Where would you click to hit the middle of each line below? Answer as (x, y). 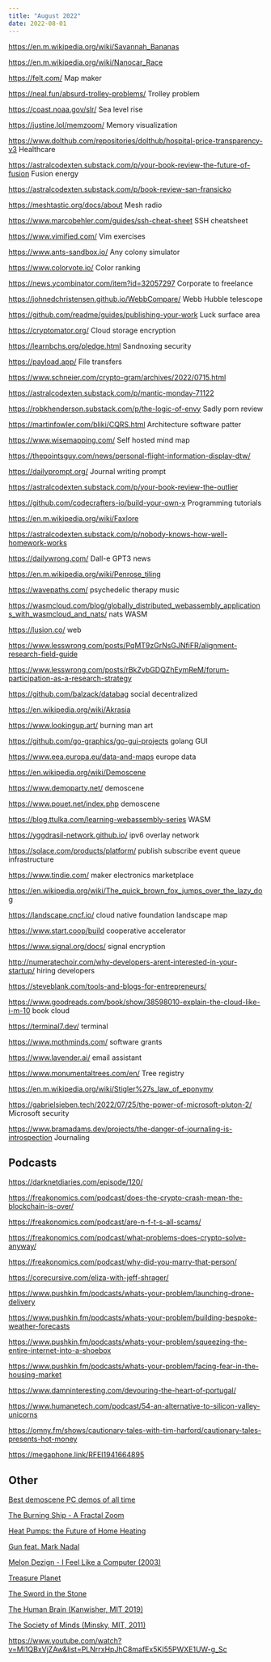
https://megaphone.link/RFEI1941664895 (76, 1455)
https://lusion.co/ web (45, 630)
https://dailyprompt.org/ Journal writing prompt (87, 471)
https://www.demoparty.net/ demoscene (76, 788)
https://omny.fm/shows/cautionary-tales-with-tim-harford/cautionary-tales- (135, 1431)
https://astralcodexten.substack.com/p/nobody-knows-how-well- (118, 534)
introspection (30, 1137)
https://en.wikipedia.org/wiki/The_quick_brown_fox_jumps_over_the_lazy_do (135, 890)
